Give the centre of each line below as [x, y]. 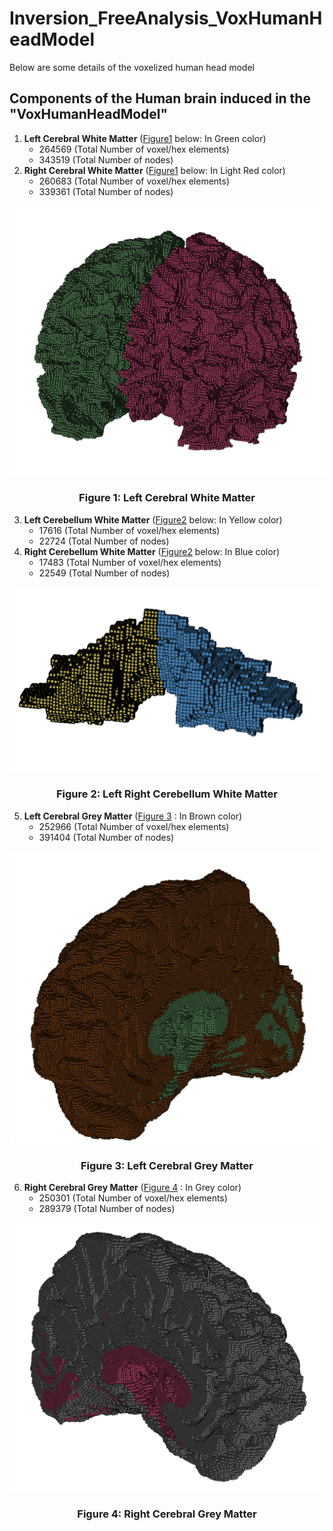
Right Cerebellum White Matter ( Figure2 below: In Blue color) [152, 551]
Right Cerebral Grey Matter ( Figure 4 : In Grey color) [132, 1188]
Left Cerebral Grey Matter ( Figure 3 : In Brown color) [133, 816]
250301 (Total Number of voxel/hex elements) [133, 1198]
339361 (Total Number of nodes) [106, 191]
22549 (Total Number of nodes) [104, 573]
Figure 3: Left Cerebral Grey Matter [167, 1165]
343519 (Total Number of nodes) [106, 159]
